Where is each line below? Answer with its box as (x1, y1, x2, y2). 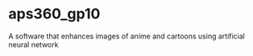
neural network (8, 39, 59, 49)
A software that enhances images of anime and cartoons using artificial (8, 31, 246, 41)
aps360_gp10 (8, 5, 101, 23)
